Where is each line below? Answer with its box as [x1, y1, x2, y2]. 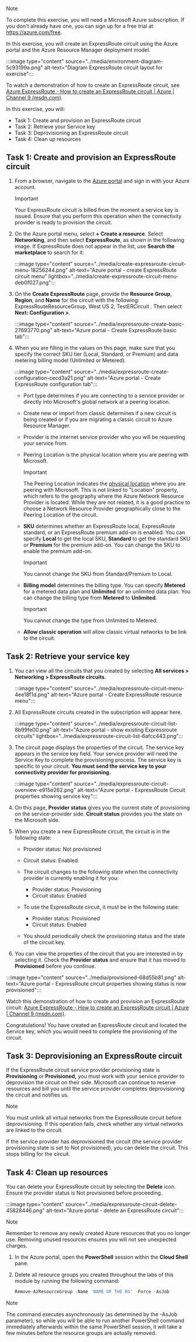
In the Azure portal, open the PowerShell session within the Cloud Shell [14, 1253, 188, 1261]
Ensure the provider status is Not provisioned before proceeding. [6, 1189, 163, 1196]
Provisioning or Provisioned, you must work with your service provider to [6, 1073, 185, 1080]
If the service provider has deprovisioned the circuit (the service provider [6, 1138, 183, 1145]
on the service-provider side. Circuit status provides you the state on [14, 810, 183, 817]
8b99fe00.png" [14, 726, 52, 733]
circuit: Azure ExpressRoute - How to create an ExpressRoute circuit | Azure [6, 1004, 189, 1011]
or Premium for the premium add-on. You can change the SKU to [23, 541, 181, 548]
